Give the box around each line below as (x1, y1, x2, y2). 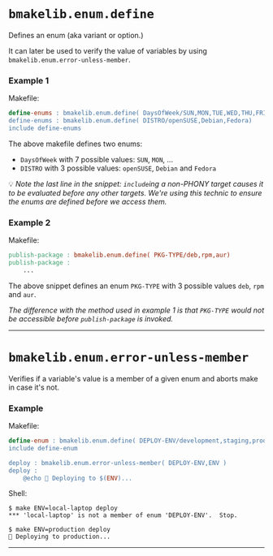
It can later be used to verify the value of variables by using (8, 45, 207, 55)
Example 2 (8, 217, 51, 228)
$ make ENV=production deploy (8, 526, 111, 534)
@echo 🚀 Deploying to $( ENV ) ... (23, 474, 132, 482)
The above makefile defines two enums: (8, 139, 143, 149)
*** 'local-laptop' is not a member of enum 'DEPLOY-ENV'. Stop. (8, 511, 238, 519)
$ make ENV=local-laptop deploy (8, 504, 118, 513)
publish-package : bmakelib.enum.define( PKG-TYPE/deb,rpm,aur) (8, 251, 231, 260)
